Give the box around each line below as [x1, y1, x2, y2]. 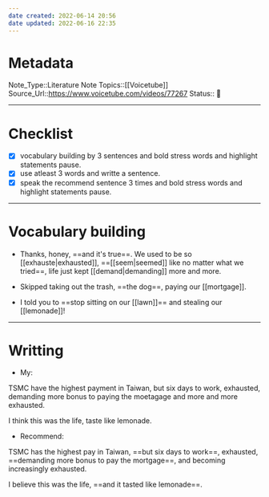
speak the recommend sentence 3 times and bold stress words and [19, 177, 243, 187]
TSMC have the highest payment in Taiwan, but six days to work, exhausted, [8, 383, 261, 393]
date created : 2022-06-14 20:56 [8, 11, 116, 20]
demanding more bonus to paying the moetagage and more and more [8, 392, 239, 401]
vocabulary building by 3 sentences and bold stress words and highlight [19, 151, 258, 161]
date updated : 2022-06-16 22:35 [8, 19, 116, 27]
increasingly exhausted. [8, 464, 87, 474]
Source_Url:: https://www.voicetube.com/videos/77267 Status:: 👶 [8, 89, 222, 99]
